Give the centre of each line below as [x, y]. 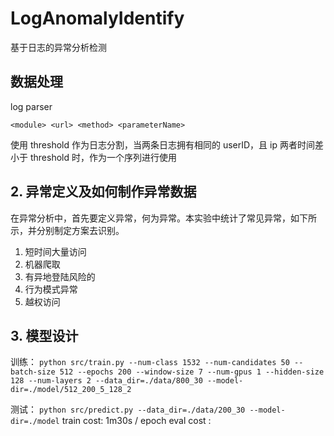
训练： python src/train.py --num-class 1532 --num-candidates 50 [150, 362]
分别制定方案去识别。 [80, 230]
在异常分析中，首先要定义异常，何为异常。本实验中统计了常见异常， [150, 218]
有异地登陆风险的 [60, 276]
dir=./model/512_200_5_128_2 [71, 390]
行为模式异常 [51, 289]
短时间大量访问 [55, 251]
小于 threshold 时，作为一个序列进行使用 [93, 157]
